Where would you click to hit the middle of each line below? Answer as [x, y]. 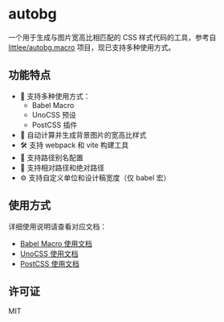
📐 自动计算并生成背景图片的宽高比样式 [83, 134]
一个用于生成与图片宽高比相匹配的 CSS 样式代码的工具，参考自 [112, 37]
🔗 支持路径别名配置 [51, 157]
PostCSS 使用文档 [50, 263]
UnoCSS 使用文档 [49, 254]
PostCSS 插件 [55, 125]
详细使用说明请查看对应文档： [57, 226]
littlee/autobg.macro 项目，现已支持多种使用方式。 [92, 47]
